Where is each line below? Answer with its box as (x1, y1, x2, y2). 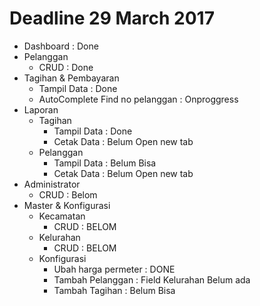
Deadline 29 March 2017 (9, 7, 215, 30)
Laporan (23, 103, 59, 116)
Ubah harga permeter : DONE (53, 263, 176, 275)
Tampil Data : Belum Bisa (53, 157, 157, 169)
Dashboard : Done (23, 40, 99, 52)
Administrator (23, 178, 81, 190)
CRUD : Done (38, 61, 94, 73)
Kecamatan (38, 210, 86, 222)
